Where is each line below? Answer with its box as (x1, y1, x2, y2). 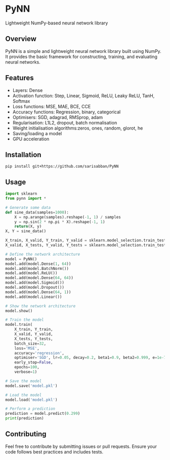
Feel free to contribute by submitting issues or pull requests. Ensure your (5, 443, 157, 449)
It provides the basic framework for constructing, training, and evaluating (5, 53, 158, 59)
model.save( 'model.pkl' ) (5, 383, 58, 388)
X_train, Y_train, (14, 327, 53, 332)
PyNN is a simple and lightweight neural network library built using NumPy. (5, 48, 162, 54)
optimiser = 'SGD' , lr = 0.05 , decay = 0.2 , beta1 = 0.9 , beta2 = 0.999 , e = (14, 355, 157, 360)
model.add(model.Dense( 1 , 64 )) (5, 261, 71, 266)
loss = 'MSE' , (14, 346, 39, 351)
